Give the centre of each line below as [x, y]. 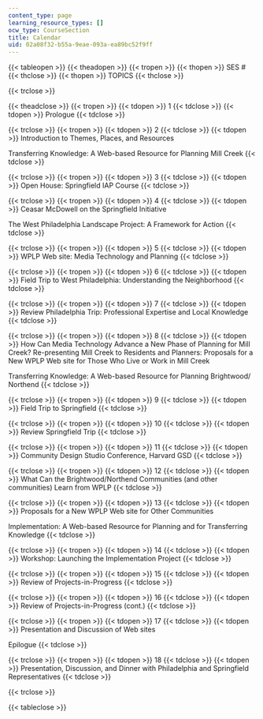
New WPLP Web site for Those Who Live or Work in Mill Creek [109, 361]
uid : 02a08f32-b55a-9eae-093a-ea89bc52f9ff [81, 45]
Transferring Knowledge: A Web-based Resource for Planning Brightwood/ [130, 376]
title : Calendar [35, 37]
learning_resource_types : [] [56, 23]
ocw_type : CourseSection [49, 30]
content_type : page [40, 15]
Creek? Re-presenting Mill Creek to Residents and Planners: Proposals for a [131, 352]
